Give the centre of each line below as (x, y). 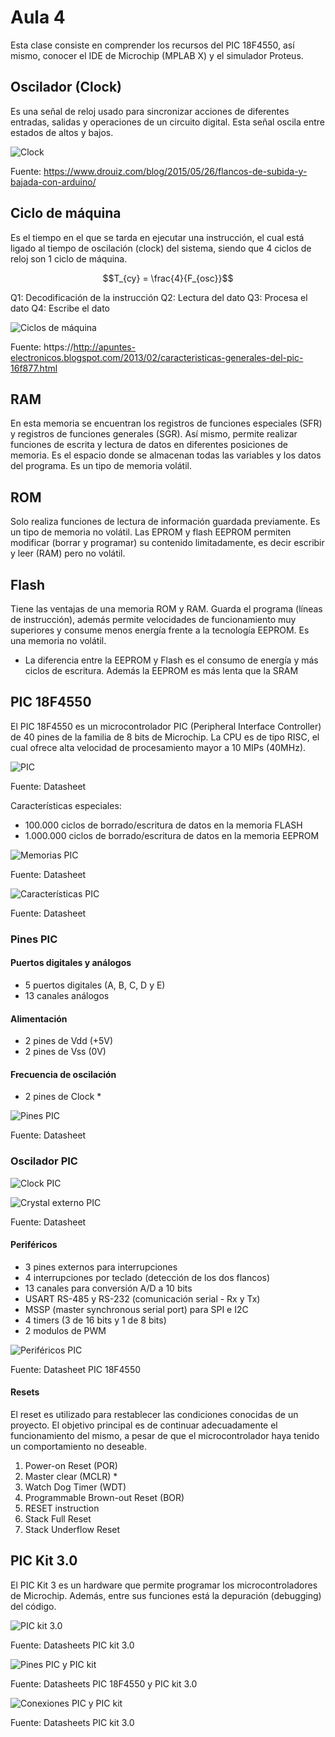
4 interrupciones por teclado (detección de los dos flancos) (147, 1277)
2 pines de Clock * (63, 1097)
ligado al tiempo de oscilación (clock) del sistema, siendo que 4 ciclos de (161, 248)
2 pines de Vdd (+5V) (69, 1041)
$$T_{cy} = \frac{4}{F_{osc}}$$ (168, 278)
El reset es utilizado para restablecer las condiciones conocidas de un (154, 1415)
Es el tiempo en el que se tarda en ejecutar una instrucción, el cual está (157, 237)
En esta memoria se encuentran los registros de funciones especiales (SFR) (166, 423)
